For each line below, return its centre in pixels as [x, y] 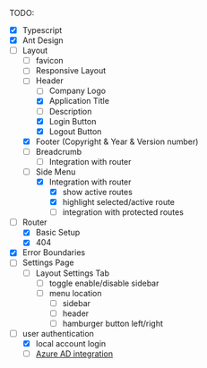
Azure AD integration [74, 354]
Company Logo [77, 91]
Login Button [73, 121]
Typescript [42, 30]
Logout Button [75, 131]
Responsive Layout [71, 71]
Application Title [79, 101]
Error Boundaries [54, 252]
